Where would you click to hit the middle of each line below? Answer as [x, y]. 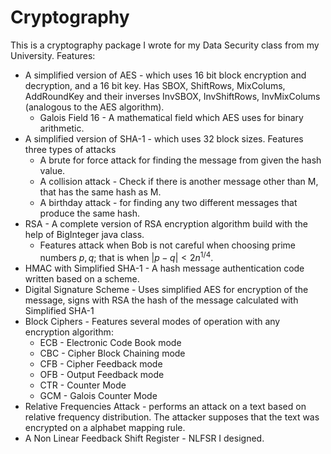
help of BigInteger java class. [84, 234]
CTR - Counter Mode [83, 385]
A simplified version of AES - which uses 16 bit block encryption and [165, 75]
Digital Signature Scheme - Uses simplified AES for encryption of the [166, 289]
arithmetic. [62, 128]
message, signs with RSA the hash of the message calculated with [161, 300]
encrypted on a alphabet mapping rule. [105, 427]
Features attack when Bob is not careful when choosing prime [168, 245]
